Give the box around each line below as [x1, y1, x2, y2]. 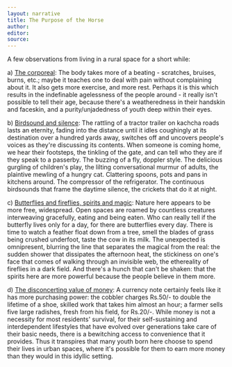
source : [7, 36, 30, 43]
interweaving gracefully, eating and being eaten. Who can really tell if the [7, 213, 217, 222]
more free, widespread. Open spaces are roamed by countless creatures [7, 206, 215, 214]
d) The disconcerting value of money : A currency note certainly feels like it [7, 286, 221, 294]
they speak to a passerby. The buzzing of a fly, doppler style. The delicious [7, 155, 223, 164]
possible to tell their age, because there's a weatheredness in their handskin [7, 98, 226, 106]
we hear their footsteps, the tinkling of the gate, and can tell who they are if [7, 148, 222, 157]
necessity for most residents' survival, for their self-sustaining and [7, 315, 198, 323]
